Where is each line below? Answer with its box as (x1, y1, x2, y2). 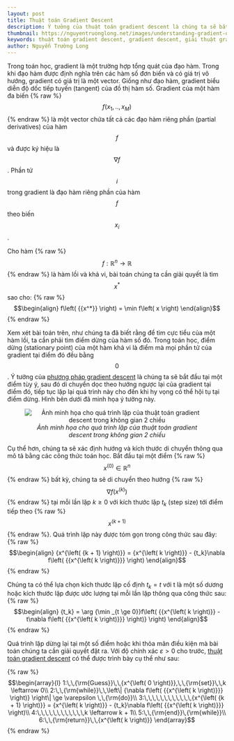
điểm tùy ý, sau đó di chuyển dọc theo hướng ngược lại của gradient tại (7, 380, 211, 388)
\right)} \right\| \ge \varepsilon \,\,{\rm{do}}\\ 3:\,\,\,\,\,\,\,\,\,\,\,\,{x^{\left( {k (9, 694, 225, 702)
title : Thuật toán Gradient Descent (7, 17, 114, 24)
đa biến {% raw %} (7, 91, 62, 100)
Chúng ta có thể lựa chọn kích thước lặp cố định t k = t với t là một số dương (7, 580, 224, 590)
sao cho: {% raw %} (7, 293, 65, 301)
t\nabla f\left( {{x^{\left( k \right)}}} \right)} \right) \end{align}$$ (26, 615, 208, 624)
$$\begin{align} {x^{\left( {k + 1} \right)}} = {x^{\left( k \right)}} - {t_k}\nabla (9, 548, 225, 557)
